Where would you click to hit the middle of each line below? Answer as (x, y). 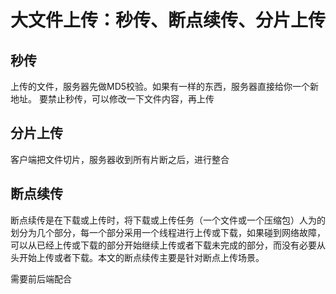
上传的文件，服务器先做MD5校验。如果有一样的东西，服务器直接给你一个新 (165, 86)
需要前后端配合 (41, 278)
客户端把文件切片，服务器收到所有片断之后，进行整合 (120, 159)
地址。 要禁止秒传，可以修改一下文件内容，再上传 (112, 99)
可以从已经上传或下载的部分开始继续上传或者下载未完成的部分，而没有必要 (163, 245)
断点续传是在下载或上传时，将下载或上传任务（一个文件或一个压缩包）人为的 (168, 220)
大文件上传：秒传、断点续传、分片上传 (168, 20)
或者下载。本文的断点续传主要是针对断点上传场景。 (159, 257)
